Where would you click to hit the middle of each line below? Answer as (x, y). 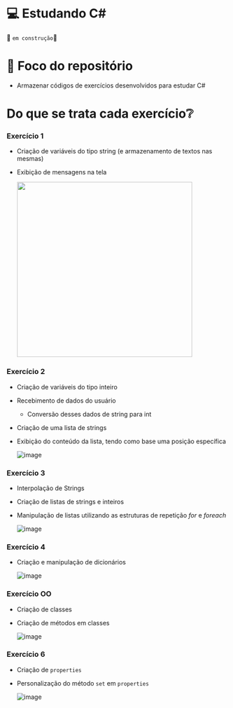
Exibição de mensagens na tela (62, 172)
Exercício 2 (26, 372)
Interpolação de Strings (50, 488)
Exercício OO (29, 594)
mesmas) (30, 159)
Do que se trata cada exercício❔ (100, 114)
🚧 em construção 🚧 (32, 37)
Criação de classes (44, 609)
